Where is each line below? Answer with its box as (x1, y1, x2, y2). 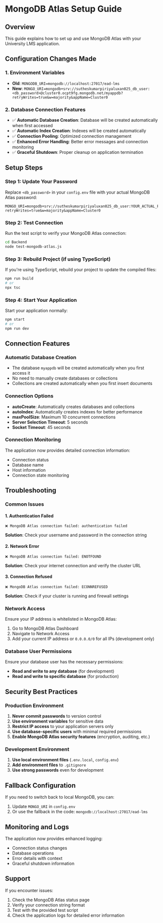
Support (5, 874, 31, 883)
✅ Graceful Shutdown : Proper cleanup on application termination (12, 149, 144, 155)
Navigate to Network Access (12, 631, 69, 637)
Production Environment (5, 702, 64, 709)
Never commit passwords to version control (12, 713, 101, 719)
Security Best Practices (5, 688, 78, 696)
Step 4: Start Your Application (5, 297, 77, 303)
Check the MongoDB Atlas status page (12, 897, 90, 903)
